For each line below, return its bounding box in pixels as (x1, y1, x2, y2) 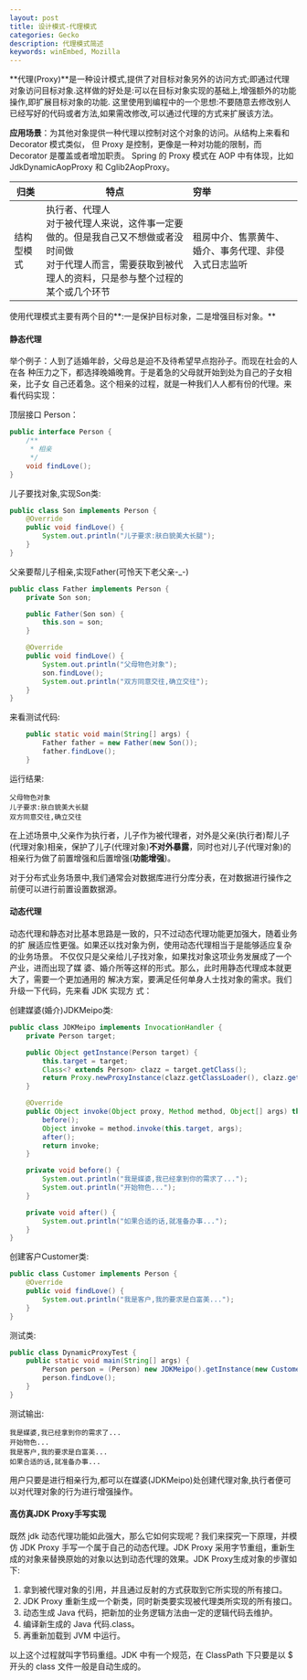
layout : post (9, 13, 59, 23)
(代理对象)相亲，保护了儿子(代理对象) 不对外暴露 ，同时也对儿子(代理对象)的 (9, 840, 291, 851)
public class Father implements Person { (9, 584, 170, 594)
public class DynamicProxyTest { (9, 1348, 137, 1357)
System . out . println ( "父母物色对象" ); (42, 659, 178, 669)
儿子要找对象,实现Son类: (9, 487, 101, 498)
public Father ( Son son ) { (26, 609, 125, 618)
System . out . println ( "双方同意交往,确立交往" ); (42, 677, 209, 686)
